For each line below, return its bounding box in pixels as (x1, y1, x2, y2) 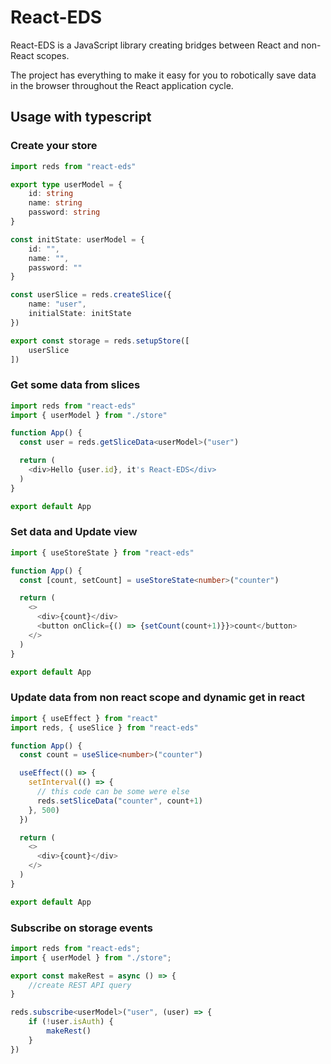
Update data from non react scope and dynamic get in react (10, 691, 306, 705)
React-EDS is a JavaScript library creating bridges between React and (10, 39, 300, 51)
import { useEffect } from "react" (10, 713, 159, 723)
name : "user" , (28, 299, 87, 310)
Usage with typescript (10, 109, 152, 126)
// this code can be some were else (36, 787, 190, 797)
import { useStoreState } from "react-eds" (10, 547, 195, 558)
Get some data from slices (10, 378, 141, 392)
